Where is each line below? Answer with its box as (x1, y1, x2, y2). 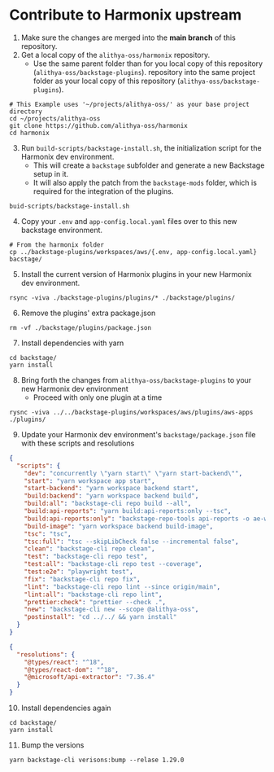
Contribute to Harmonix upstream (9, 6, 242, 24)
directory (9, 107, 43, 116)
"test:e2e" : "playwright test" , (24, 568, 133, 576)
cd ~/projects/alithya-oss (9, 114, 101, 123)
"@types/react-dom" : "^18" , (24, 665, 119, 673)
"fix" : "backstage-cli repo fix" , (24, 575, 141, 583)
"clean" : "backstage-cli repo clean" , (24, 545, 155, 553)
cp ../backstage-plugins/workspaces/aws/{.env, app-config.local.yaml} (9, 248, 257, 256)
